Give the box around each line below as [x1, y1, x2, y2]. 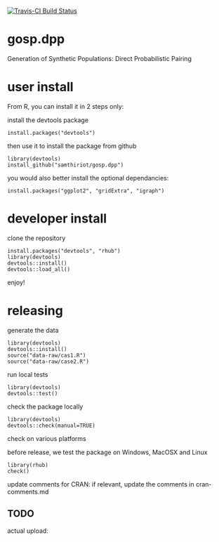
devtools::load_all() [7, 265, 71, 273]
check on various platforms [7, 434, 86, 442]
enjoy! [7, 278, 25, 286]
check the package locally [7, 402, 84, 411]
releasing [7, 303, 63, 319]
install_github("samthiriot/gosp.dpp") [7, 161, 124, 168]
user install [7, 79, 74, 95]
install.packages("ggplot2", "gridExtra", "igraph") [7, 187, 165, 194]
